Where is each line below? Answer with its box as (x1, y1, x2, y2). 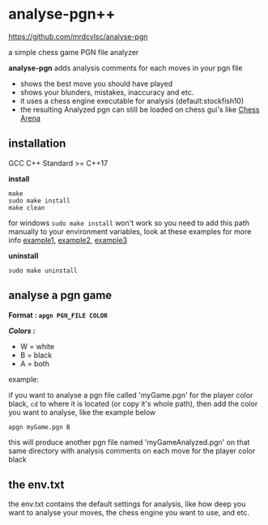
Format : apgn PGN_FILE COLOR (8, 309, 108, 320)
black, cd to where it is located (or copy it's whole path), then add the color (8, 399, 258, 408)
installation (8, 137, 66, 151)
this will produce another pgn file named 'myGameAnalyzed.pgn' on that (8, 437, 250, 446)
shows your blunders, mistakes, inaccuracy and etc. (19, 87, 194, 97)
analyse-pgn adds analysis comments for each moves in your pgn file (8, 62, 243, 73)
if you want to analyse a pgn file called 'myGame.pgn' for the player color (8, 390, 253, 399)
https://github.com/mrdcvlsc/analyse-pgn (8, 32, 148, 41)
